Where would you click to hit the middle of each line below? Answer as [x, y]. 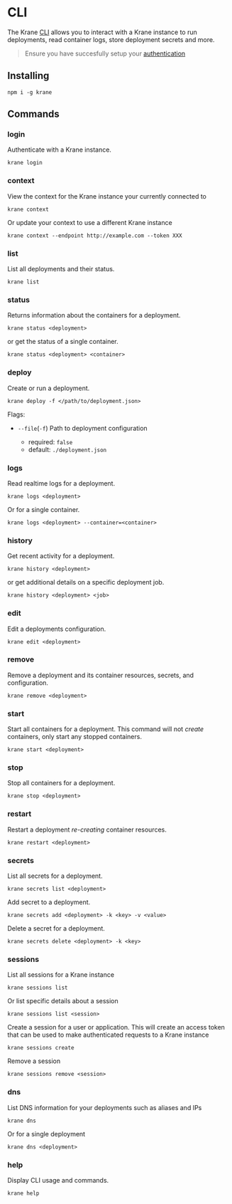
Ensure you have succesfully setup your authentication [105, 53]
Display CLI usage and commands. [58, 1180]
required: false [50, 441]
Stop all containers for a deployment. [61, 783]
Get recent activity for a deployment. [61, 556]
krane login [25, 163]
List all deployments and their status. [61, 269]
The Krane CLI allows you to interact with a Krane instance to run [102, 32]
